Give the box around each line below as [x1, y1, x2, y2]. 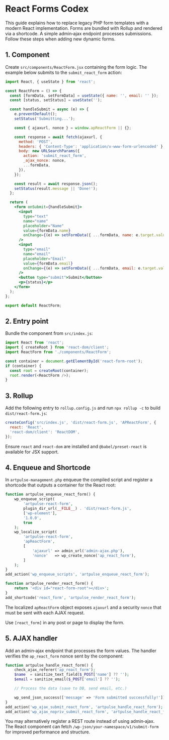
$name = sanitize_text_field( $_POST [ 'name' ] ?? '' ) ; [14, 672, 129, 677]
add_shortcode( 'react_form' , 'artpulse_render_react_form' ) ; [5, 595, 136, 600]
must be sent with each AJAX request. [5, 610, 85, 616]
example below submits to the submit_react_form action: [5, 69, 122, 75]
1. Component [5, 51, 50, 59]
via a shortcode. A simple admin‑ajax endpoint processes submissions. [5, 30, 152, 36]
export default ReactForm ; [5, 303, 62, 308]
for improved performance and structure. [5, 729, 91, 735]
